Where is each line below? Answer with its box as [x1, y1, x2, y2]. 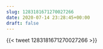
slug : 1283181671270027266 [6, 8, 74, 15]
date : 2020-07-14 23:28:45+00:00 [6, 15, 90, 21]
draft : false [6, 20, 39, 26]
